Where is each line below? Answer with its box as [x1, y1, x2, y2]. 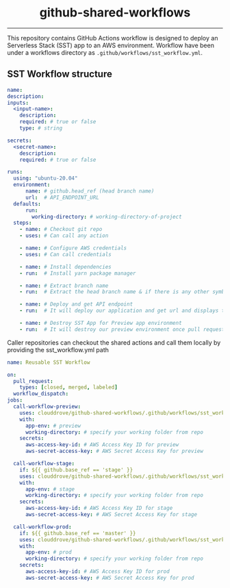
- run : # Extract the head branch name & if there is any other [19, 289, 210, 295]
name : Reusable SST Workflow [7, 358, 90, 366]
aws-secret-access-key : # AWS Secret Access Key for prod [25, 574, 194, 581]
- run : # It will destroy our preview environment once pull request [19, 326, 225, 333]
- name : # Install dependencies [19, 263, 112, 270]
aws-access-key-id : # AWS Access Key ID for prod [25, 568, 170, 575]
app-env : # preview [25, 422, 81, 429]
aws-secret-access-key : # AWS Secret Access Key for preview [25, 448, 204, 455]
